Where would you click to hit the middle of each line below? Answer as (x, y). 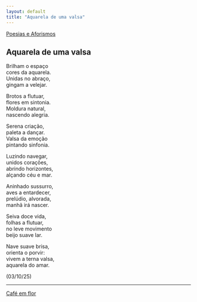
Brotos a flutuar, (26, 96)
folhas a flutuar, (25, 223)
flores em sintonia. (28, 103)
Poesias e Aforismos (31, 33)
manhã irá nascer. (28, 205)
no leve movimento (29, 229)
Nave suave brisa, (28, 246)
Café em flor (21, 293)
